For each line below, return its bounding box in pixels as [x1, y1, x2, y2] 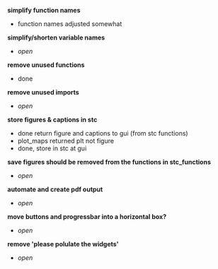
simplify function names [7, 6, 81, 14]
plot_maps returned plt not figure [17, 137, 115, 145]
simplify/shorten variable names [7, 33, 105, 42]
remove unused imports [7, 88, 79, 96]
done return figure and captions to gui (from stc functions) [17, 129, 189, 137]
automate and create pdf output [7, 185, 103, 193]
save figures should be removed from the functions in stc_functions [7, 158, 211, 166]
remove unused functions [7, 61, 85, 69]
